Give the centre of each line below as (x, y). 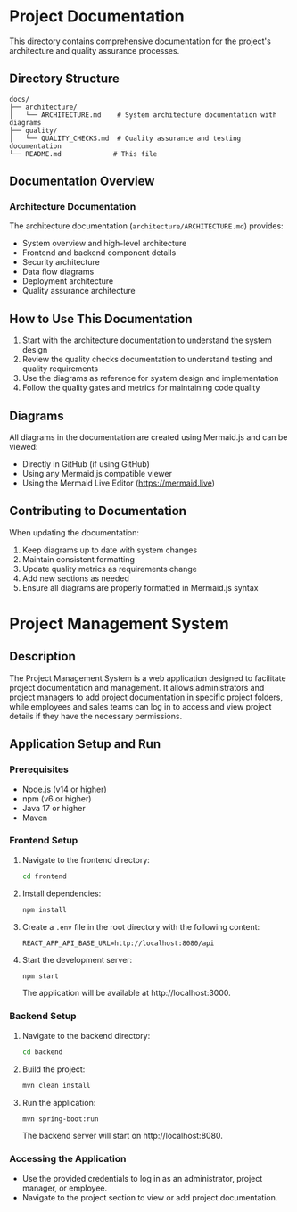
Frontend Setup (44, 841)
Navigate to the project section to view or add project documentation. (150, 1197)
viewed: (24, 447)
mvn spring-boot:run (60, 1119)
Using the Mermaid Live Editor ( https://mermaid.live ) (119, 483)
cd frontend (44, 876)
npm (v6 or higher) (57, 798)
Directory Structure (65, 79)
